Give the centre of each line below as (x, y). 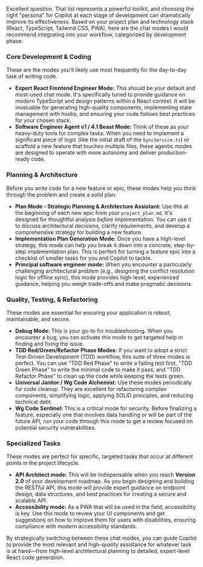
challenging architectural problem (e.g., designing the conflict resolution (105, 271)
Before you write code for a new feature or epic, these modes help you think (101, 188)
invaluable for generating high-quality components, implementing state (103, 107)
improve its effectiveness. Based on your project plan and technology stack (100, 22)
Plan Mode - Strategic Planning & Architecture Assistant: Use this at (102, 206)
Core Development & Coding (49, 56)
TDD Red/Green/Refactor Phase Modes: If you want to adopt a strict (101, 350)
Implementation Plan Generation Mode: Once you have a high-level (100, 239)
